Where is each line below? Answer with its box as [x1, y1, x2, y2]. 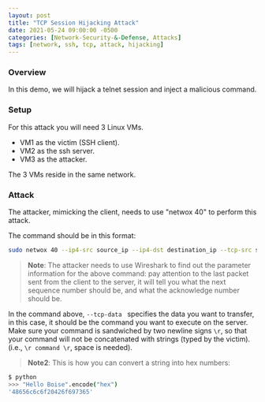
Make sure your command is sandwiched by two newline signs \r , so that [8, 326, 247, 335]
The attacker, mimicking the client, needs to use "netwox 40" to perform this [8, 207, 257, 217]
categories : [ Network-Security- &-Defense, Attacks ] [8, 33, 181, 42]
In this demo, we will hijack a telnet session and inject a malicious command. [8, 84, 257, 95]
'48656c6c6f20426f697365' [8, 388, 93, 396]
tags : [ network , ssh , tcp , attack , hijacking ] [8, 41, 164, 49]
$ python [8, 373, 37, 381]
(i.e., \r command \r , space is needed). [8, 342, 132, 352]
